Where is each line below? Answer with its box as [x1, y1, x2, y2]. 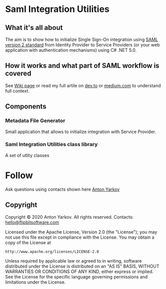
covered [5, 69, 31, 78]
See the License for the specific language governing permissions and [5, 274, 148, 280]
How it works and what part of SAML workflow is [5, 61, 160, 70]
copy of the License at [5, 239, 51, 245]
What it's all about [5, 23, 63, 32]
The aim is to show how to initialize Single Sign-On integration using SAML [5, 36, 159, 42]
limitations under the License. [5, 279, 66, 285]
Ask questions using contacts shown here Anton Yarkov [5, 186, 120, 192]
